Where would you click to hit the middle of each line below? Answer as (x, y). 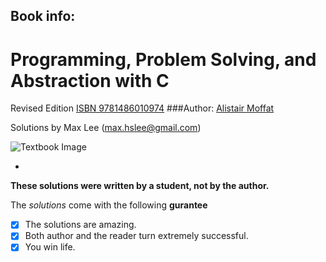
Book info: (43, 16)
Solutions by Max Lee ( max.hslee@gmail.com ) (106, 128)
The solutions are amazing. (80, 225)
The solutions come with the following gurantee (109, 205)
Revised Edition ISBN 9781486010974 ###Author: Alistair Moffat (142, 108)
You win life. (50, 247)
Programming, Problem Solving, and (163, 59)
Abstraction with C (90, 80)
